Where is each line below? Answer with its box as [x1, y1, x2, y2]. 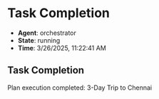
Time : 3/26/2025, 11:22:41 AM [17, 43, 107, 52]
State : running [17, 36, 61, 44]
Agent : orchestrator [17, 28, 77, 37]
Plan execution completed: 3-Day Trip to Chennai [7, 83, 152, 92]
